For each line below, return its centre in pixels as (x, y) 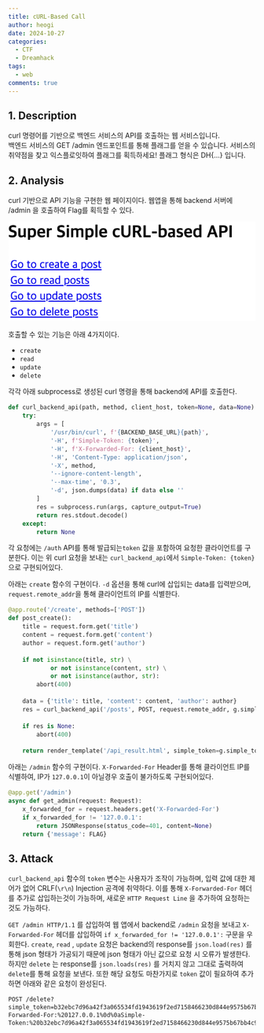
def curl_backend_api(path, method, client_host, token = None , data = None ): (133, 408)
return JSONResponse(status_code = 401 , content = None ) (125, 825)
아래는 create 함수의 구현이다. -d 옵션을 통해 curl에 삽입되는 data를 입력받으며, (130, 584)
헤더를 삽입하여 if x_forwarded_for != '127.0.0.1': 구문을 (150, 935)
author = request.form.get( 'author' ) (84, 643)
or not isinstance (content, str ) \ (108, 668)
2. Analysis (36, 180)
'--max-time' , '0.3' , (86, 482)
